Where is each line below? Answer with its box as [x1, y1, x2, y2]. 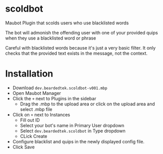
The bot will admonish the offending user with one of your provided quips [5, 29, 158, 35]
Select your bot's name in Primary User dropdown [20, 122, 125, 128]
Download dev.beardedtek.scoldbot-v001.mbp [12, 85, 107, 91]
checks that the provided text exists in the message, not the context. [5, 50, 148, 56]
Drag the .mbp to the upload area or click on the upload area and [20, 101, 155, 107]
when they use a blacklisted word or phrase [5, 35, 96, 41]
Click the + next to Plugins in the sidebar [12, 95, 96, 101]
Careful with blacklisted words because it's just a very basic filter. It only [5, 45, 156, 51]
